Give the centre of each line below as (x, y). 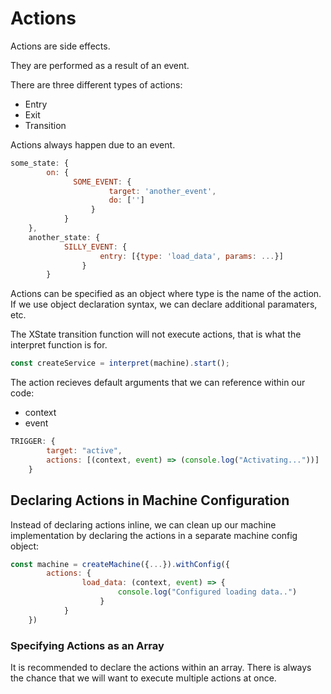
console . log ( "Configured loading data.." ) (207, 592)
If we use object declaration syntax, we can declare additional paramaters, (164, 304)
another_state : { (64, 237)
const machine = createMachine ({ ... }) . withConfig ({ (120, 564)
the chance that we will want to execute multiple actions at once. (143, 678)
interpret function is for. (59, 345)
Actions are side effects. (60, 46)
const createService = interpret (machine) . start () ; (120, 363)
